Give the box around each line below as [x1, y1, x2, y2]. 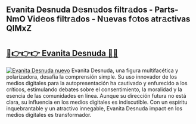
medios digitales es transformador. [6, 111, 92, 118]
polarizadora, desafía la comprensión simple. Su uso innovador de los [6, 73, 178, 80]
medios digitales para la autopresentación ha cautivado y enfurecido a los [6, 80, 188, 86]
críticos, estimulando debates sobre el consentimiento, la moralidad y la [6, 86, 183, 93]
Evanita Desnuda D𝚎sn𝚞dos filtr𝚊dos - [6, 5, 153, 15]
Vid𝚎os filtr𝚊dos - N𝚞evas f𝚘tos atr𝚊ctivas [27, 14, 191, 24]
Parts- [154, 5, 179, 15]
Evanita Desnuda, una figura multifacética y [71, 67, 179, 74]
